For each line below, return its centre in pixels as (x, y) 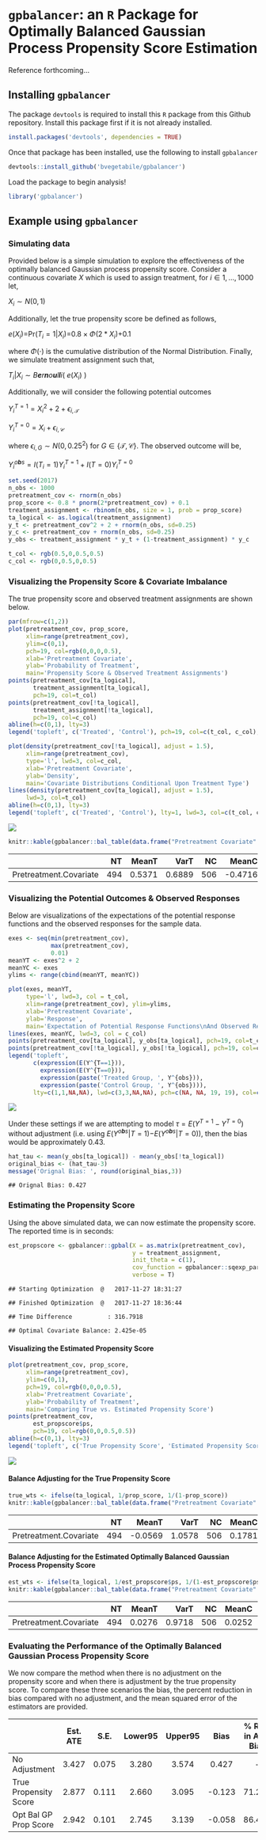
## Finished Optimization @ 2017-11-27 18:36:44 (95, 1303)
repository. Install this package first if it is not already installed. (110, 122)
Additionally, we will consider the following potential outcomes (110, 392)
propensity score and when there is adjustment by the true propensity (122, 1681)
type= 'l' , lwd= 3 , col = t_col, (77, 997)
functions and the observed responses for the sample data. (105, 924)
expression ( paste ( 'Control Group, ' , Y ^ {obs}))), (123, 1085)
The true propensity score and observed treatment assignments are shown (131, 599)
